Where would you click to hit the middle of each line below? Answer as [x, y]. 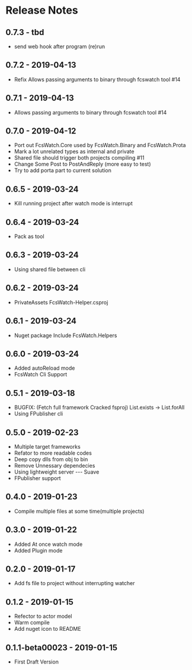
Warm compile [32, 623]
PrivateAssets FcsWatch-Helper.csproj [61, 302]
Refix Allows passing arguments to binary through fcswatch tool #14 [97, 79]
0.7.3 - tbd [25, 32]
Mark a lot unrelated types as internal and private [74, 151]
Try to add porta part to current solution [63, 170]
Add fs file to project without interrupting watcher [74, 583]
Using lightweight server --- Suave [57, 472]
